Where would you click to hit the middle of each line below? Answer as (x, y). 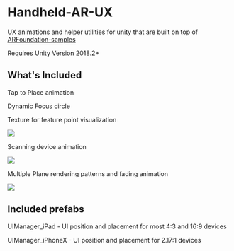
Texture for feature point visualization (62, 119)
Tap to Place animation (41, 92)
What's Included (45, 75)
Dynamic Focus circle (39, 106)
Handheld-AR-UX (60, 12)
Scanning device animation (47, 146)
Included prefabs (46, 209)
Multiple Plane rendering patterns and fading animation (88, 173)
